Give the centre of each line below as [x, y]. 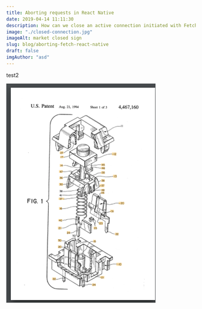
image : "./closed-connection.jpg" [50, 32]
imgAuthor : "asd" [28, 57]
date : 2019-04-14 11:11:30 [40, 19]
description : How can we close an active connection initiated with [94, 25]
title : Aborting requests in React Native [60, 13]
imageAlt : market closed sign [44, 38]
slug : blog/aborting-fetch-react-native [58, 45]
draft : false [23, 51]
